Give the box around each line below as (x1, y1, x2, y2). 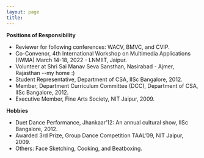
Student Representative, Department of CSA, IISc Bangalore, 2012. (15, 76, 183, 83)
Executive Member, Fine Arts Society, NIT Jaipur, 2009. (15, 95, 155, 102)
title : (6, 15, 23, 21)
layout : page (6, 9, 40, 15)
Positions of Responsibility (6, 31, 76, 38)
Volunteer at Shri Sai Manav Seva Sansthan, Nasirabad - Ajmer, (15, 62, 175, 70)
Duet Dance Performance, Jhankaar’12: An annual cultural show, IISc (15, 118, 188, 126)
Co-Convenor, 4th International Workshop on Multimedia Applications (15, 49, 191, 57)
